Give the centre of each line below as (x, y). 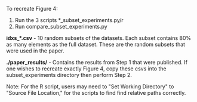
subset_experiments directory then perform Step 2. (69, 75)
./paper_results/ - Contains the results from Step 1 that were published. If (97, 62)
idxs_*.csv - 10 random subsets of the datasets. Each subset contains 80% (99, 38)
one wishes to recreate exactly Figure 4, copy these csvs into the (86, 69)
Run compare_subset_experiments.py (61, 27)
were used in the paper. (35, 51)
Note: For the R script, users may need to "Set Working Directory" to (90, 86)
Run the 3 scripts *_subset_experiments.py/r (69, 20)
